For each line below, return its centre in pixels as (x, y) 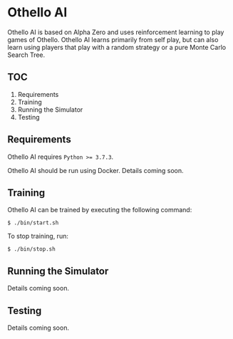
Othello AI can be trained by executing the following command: (100, 210)
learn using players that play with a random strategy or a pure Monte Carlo (117, 47)
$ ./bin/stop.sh (31, 249)
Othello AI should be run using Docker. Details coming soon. (95, 170)
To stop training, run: (38, 236)
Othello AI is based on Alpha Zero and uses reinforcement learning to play (116, 32)
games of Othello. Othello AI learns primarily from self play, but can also (113, 39)
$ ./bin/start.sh (33, 223)
